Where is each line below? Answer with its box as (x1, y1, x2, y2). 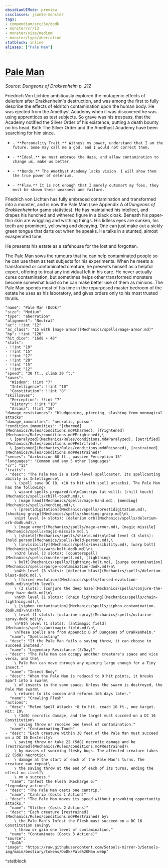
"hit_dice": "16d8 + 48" (5, 335, 57, 341)
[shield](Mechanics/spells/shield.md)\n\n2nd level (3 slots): (18, 533, 154, 538)
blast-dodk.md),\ (5, 573, 42, 578)
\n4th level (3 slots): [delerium (14, 568, 86, 573)
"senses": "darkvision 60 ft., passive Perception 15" (5, 454, 122, 459)
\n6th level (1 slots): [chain (14, 595, 80, 600)
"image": (5, 844, 24, 850)
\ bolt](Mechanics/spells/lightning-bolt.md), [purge (14, 560, 129, 565)
